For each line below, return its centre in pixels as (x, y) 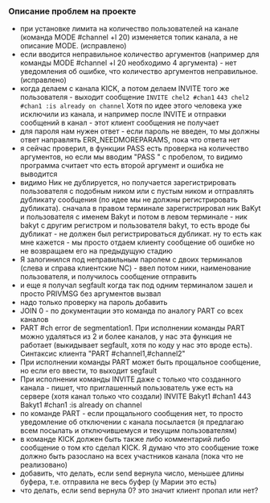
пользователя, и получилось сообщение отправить (108, 277)
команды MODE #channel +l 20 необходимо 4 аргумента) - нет (128, 63)
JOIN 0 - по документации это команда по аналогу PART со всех (131, 311)
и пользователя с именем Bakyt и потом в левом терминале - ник (133, 217)
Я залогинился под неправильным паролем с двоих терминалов (131, 260)
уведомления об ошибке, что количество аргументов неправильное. (139, 72)
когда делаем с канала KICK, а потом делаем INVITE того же (125, 89)
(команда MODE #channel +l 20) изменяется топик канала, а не (129, 37)
